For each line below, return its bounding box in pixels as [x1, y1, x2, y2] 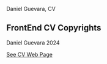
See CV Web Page [6, 51, 53, 58]
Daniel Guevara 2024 [6, 39, 60, 46]
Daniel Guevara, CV [6, 5, 56, 12]
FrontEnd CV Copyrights [6, 23, 101, 33]
